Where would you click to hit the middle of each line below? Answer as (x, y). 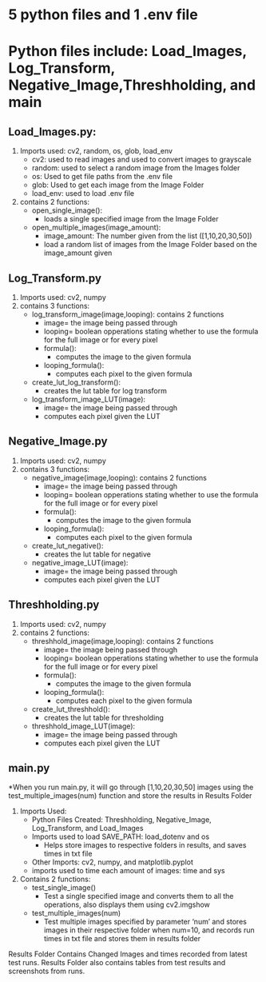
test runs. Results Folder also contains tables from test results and (117, 963)
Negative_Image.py (58, 441)
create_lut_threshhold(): (71, 709)
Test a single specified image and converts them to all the (139, 896)
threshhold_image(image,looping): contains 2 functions (123, 641)
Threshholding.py (54, 605)
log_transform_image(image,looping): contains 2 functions (128, 314)
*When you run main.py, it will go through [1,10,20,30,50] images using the (131, 787)
